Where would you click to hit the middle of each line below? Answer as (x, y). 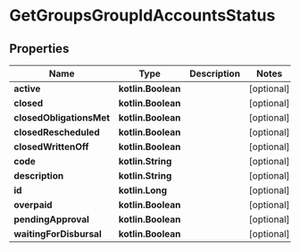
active (27, 88)
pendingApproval (51, 219)
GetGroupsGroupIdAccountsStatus (142, 16)
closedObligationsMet (62, 118)
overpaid (33, 205)
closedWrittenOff (51, 147)
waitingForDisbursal (58, 234)
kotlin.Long (143, 190)
